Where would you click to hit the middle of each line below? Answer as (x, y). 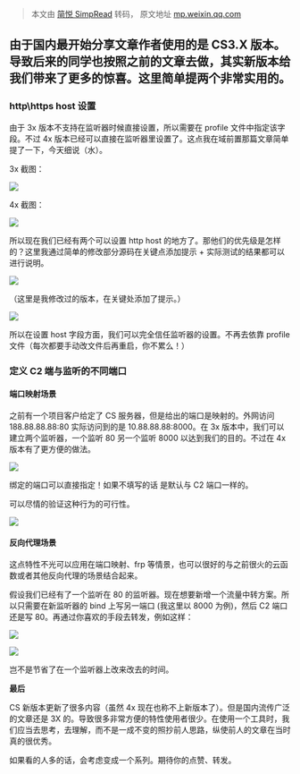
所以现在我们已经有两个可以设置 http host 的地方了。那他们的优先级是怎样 (145, 240)
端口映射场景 (33, 394)
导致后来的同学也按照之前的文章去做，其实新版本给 (150, 62)
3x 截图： (27, 168)
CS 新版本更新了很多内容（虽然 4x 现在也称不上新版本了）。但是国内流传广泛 (150, 708)
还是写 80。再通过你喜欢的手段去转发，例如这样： (101, 617)
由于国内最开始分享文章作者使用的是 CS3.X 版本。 (147, 45)
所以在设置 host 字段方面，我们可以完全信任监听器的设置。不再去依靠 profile (150, 334)
